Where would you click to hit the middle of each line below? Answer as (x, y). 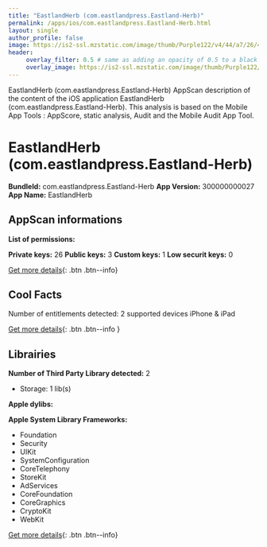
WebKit (32, 520)
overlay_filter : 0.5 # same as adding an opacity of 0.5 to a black (142, 60)
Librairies (32, 354)
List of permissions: (42, 239)
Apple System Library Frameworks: (68, 420)
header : (21, 52)
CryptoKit (35, 511)
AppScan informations (66, 220)
